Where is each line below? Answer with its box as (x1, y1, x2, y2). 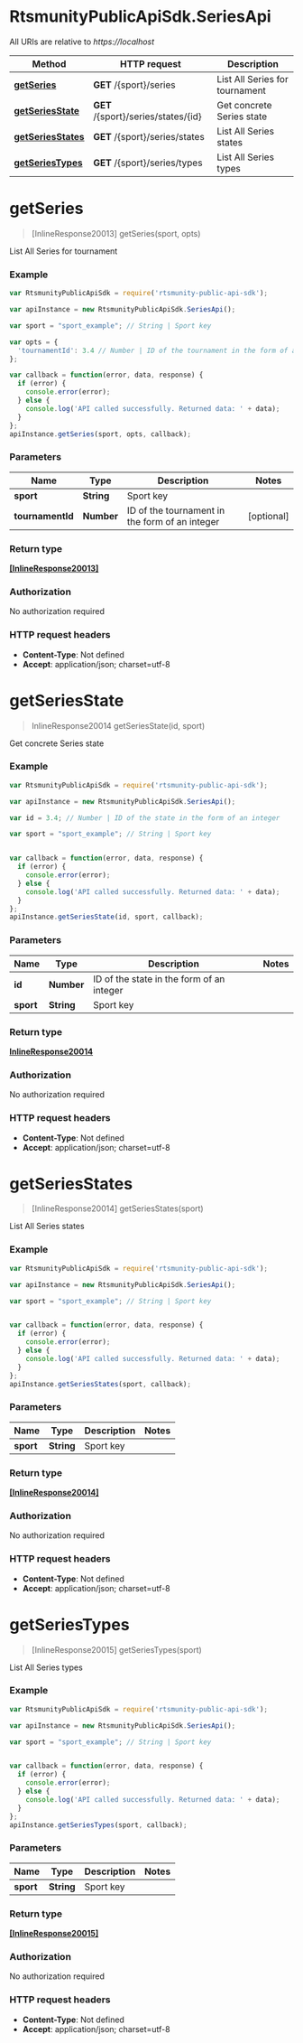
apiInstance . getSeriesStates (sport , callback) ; (9, 1379, 192, 1388)
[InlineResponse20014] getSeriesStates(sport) (31, 1203, 205, 1214)
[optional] (247, 509, 289, 522)
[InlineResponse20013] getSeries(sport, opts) (31, 228, 201, 238)
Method (32, 57, 67, 70)
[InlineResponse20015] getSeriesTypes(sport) (31, 1644, 203, 1655)
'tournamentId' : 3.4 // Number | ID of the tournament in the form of (17, 346, 289, 355)
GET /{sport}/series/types (93, 156, 203, 169)
